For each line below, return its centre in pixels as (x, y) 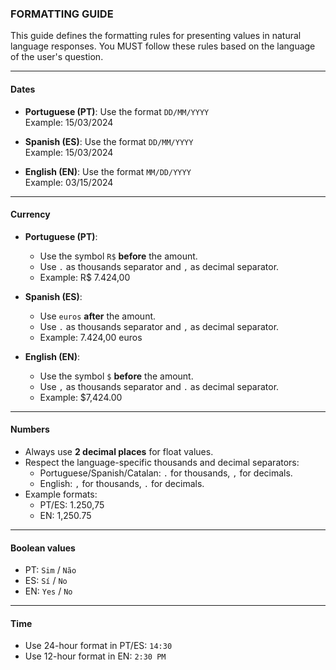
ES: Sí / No (46, 581)
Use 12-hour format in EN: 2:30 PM (95, 656)
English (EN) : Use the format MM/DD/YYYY (108, 171)
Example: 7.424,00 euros (91, 337)
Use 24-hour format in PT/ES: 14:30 (98, 646)
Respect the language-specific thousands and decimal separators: (162, 462)
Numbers (30, 429)
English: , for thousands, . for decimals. (122, 483)
